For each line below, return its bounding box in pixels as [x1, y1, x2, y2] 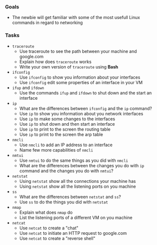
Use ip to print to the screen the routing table [19, 126, 111, 132]
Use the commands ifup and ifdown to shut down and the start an [19, 89, 152, 96]
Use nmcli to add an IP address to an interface [19, 142, 113, 148]
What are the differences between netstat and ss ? [19, 194, 121, 200]
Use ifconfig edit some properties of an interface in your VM [19, 79, 143, 85]
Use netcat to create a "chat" [19, 225, 79, 231]
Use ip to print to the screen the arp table [19, 131, 103, 137]
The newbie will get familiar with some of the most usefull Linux [12, 15, 140, 21]
